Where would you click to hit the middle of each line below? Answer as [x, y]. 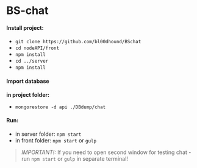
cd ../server [32, 61]
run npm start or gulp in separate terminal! [74, 158]
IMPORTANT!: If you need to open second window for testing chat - [106, 152]
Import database [28, 81]
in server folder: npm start [48, 134]
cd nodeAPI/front [37, 48]
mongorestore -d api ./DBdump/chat [60, 107]
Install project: [25, 27]
